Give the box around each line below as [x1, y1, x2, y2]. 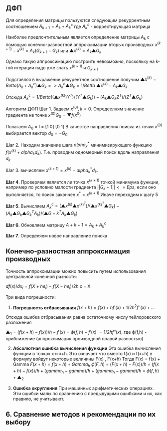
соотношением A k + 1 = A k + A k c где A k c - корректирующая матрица [5, 22, 151, 30]
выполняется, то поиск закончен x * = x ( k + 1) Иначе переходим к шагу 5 [5, 191, 159, 198]
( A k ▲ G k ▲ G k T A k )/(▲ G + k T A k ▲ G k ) [5, 210, 78, 217]
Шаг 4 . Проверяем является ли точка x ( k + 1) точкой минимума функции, [5, 178, 160, 185]
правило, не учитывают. [12, 396, 64, 402]
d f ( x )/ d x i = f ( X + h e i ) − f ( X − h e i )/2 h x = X [5, 283, 91, 290]
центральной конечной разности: [5, 273, 77, 279]
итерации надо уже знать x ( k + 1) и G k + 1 [13, 64, 99, 72]
